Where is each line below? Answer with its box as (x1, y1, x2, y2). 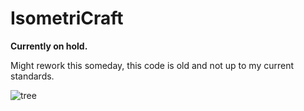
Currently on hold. (10, 40, 88, 52)
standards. (10, 70, 55, 82)
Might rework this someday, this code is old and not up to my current (10, 59, 295, 71)
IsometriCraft (10, 7, 124, 30)
